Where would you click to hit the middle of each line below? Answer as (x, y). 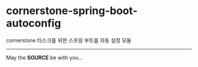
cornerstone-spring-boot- (72, 11)
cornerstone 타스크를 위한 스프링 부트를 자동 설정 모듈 (69, 40)
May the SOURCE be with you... (44, 58)
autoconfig (34, 23)
